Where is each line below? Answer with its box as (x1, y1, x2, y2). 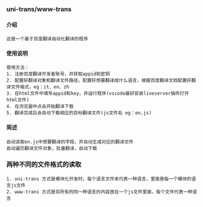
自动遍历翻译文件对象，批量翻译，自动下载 (6, 145, 98, 151)
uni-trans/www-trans (6, 5, 72, 13)
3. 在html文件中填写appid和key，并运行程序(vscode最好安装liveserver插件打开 (6, 90, 189, 96)
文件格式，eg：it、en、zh (10, 84, 69, 90)
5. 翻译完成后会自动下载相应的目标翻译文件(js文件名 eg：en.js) (6, 110, 152, 116)
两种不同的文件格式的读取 (6, 161, 82, 169)
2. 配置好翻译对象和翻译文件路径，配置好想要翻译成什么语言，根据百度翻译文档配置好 (6, 78, 192, 84)
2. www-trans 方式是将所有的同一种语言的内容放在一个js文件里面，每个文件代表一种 (6, 189, 193, 195)
